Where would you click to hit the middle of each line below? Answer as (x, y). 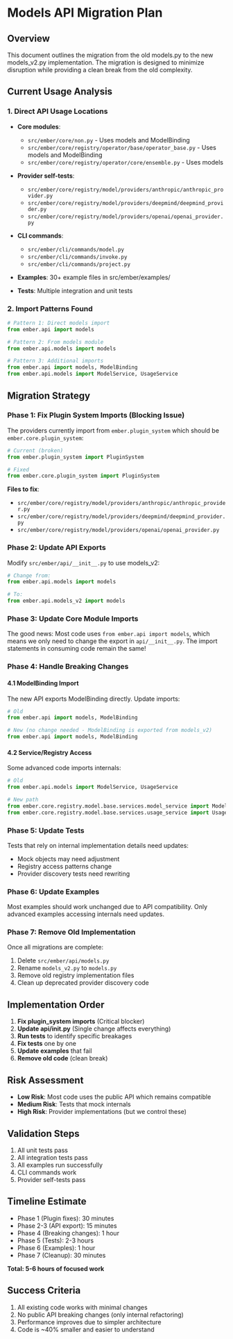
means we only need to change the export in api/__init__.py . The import (112, 641)
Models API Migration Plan (85, 13)
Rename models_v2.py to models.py (67, 968)
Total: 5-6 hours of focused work (56, 1268)
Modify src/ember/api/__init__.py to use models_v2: (84, 563)
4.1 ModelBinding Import (43, 683)
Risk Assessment (45, 1080)
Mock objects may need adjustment (68, 858)
